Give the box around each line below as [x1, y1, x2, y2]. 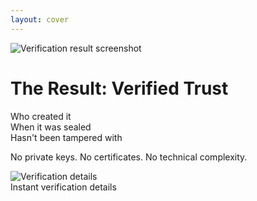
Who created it [10, 110, 72, 122]
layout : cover [10, 14, 70, 25]
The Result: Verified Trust [10, 77, 229, 100]
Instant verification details [10, 181, 117, 193]
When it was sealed [10, 121, 92, 133]
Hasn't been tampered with [10, 131, 123, 143]
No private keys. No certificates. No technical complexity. [10, 151, 248, 163]
